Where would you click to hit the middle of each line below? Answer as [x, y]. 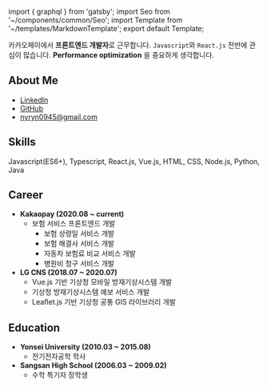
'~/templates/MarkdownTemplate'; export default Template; [106, 28]
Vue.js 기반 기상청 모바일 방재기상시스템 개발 [102, 282]
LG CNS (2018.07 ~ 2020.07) [68, 273]
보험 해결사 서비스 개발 [79, 244]
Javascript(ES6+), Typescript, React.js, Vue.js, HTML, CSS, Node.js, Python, [134, 161]
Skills [22, 142]
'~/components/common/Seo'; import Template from [96, 20]
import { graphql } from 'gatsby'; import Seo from [89, 12]
